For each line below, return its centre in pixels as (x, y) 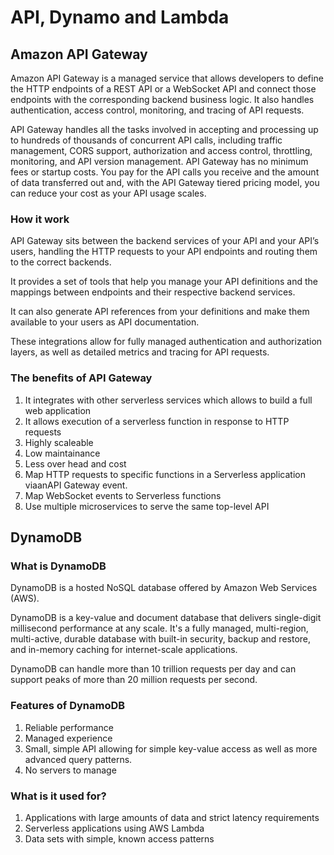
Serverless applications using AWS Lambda (114, 828)
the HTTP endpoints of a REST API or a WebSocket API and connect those (163, 89)
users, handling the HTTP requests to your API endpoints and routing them (164, 252)
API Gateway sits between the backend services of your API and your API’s (165, 241)
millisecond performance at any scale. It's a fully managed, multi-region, (159, 628)
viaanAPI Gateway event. (76, 485)
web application (58, 410)
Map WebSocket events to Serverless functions (123, 495)
